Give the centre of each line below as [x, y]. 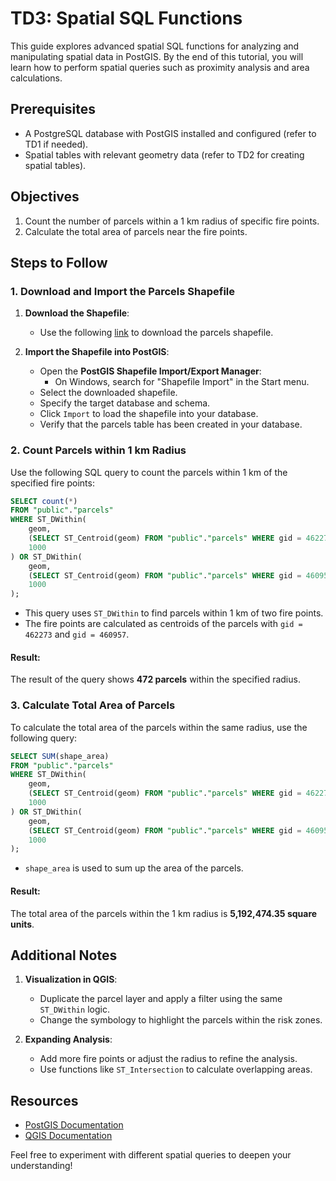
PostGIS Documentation [74, 1125]
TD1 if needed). [56, 144]
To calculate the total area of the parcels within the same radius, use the [159, 727]
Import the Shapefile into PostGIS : [97, 352]
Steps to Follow [59, 262]
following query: [44, 738]
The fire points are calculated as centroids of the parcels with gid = [163, 624]
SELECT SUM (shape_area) [60, 756]
